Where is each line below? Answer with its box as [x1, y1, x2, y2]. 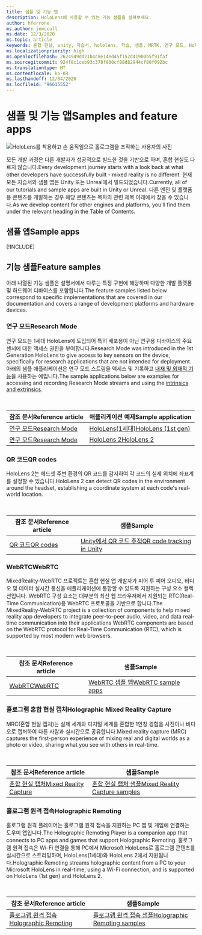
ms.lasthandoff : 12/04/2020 [6, 76, 77, 82]
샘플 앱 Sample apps [6, 227, 80, 237]
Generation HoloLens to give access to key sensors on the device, [6, 351, 170, 359]
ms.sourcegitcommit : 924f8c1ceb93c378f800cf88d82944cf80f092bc [6, 59, 168, 65]
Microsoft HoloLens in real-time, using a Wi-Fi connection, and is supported [6, 866, 194, 873]
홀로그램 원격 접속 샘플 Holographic [93, 911, 188, 919]
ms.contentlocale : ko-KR [6, 70, 69, 76]
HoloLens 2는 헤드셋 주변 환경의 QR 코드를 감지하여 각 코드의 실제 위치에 [6, 470, 178, 477]
